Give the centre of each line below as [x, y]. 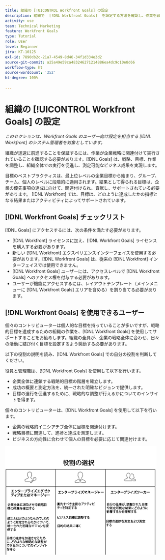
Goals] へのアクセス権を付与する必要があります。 [62, 277]
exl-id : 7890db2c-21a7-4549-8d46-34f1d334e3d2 [54, 57]
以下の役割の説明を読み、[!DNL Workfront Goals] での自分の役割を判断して [81, 354]
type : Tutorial [21, 36]
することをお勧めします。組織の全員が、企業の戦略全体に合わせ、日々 [89, 338]
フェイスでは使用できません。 [51, 265]
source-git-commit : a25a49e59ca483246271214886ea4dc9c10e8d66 [70, 62]
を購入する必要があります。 [40, 246]
